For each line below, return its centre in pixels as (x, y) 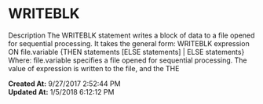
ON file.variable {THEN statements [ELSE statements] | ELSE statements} (126, 52)
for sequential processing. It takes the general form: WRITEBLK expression (129, 43)
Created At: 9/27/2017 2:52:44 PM (64, 84)
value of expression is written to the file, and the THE (94, 68)
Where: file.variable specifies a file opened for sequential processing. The (128, 60)
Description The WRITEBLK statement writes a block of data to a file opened (131, 35)
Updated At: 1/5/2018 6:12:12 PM (61, 91)
